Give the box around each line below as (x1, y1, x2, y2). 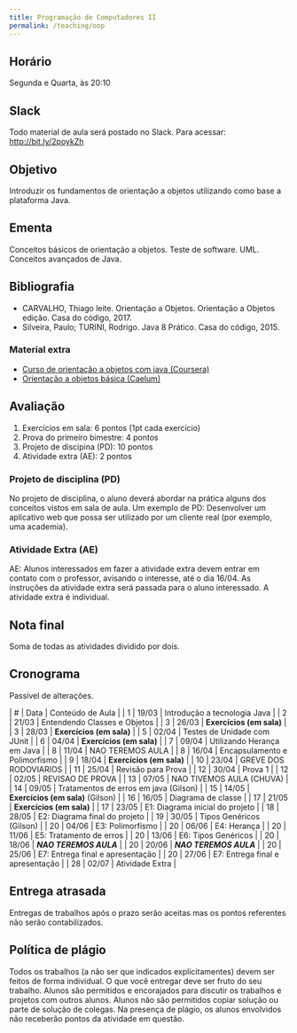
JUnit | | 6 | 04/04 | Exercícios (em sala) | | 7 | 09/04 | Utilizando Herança (9, 735, 280, 746)
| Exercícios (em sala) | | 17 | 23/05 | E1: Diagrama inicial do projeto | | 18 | (9, 802, 279, 812)
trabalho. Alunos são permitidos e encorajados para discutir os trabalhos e (9, 985, 282, 996)
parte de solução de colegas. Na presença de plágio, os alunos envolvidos (9, 1004, 282, 1014)
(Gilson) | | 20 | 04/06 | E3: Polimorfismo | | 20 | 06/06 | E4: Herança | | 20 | (9, 820, 286, 831)
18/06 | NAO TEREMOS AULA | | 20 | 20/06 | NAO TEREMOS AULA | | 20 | (9, 839, 282, 849)
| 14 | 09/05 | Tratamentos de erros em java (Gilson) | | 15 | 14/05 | (9, 782, 250, 794)
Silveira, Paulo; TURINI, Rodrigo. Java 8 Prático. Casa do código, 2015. (21, 321, 280, 333)
